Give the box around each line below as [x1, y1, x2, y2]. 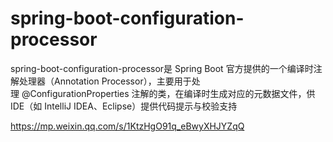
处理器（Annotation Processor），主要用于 [18, 75, 192, 87]
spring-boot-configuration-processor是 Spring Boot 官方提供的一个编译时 [10, 62, 314, 74]
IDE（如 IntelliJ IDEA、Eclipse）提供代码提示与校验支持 [10, 100, 238, 112]
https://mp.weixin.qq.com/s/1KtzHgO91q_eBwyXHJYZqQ [10, 120, 245, 132]
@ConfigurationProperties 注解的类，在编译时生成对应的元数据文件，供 [21, 87, 316, 99]
